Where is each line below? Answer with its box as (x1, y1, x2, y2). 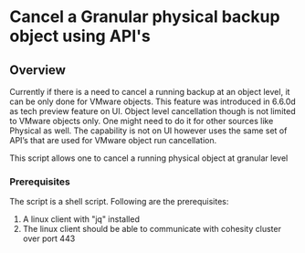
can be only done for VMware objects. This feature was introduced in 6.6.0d (9, 96, 297, 107)
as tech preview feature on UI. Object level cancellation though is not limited (9, 106, 296, 116)
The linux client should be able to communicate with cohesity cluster (22, 224, 281, 235)
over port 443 (22, 233, 76, 244)
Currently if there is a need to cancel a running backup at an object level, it (9, 87, 290, 97)
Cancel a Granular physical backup (9, 6, 280, 27)
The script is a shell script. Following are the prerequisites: (9, 196, 229, 207)
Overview (9, 62, 67, 78)
